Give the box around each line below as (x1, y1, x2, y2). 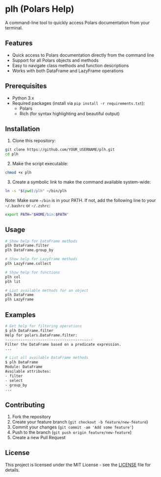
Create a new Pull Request (12, 435, 66, 441)
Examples (5, 310, 36, 319)
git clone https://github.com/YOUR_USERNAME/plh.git (5, 147, 115, 152)
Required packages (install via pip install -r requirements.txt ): (12, 100, 145, 106)
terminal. (5, 25, 23, 30)
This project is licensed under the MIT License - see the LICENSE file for (5, 462, 151, 468)
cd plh (5, 152, 19, 157)
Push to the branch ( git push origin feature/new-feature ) (12, 429, 132, 435)
